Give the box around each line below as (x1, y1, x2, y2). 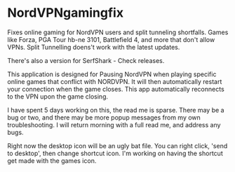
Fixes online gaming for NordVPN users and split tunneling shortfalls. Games (7, 28, 229, 36)
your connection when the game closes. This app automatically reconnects (7, 85, 224, 93)
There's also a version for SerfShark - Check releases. (7, 56, 165, 64)
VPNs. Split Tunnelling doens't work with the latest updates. (7, 43, 180, 51)
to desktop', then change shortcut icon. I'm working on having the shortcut (7, 149, 223, 157)
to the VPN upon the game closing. (7, 92, 109, 101)
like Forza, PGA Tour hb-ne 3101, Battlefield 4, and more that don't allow (7, 35, 215, 43)
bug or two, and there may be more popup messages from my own (7, 113, 201, 122)
